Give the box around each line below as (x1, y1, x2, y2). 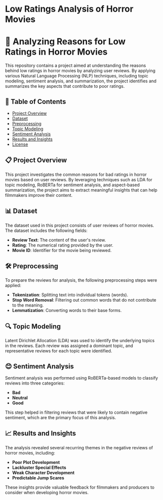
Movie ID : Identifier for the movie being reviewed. (12, 247, 112, 253)
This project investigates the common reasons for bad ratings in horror (5, 172, 147, 177)
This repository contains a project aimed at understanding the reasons (5, 62, 146, 69)
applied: (5, 283, 21, 288)
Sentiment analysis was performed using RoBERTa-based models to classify (5, 375, 158, 381)
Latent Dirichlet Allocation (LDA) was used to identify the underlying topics (5, 338, 155, 344)
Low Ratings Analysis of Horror (5, 3, 134, 15)
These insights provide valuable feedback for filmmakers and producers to (5, 484, 155, 490)
